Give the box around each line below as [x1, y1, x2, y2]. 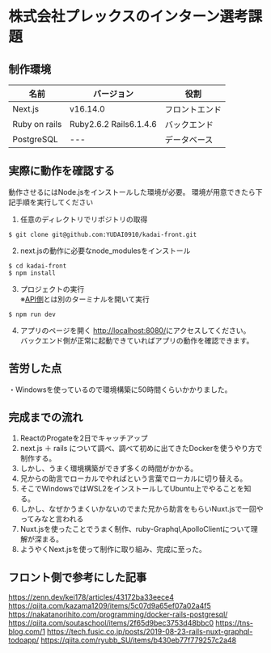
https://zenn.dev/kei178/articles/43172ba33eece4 [8, 592, 174, 602]
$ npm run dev [8, 310, 57, 318]
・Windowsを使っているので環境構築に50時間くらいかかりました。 [8, 385, 232, 394]
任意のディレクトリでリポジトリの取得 [19, 214, 148, 224]
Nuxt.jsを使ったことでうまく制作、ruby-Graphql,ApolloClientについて [19, 525, 251, 534]
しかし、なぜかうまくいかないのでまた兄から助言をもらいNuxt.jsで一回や [19, 504, 264, 514]
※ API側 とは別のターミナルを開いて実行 [19, 294, 150, 304]
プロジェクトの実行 [19, 284, 85, 293]
